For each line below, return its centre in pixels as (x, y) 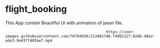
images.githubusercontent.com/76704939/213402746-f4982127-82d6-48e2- (80, 36)
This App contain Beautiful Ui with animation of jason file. (64, 23)
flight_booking (36, 9)
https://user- (120, 32)
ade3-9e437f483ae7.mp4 (29, 41)
